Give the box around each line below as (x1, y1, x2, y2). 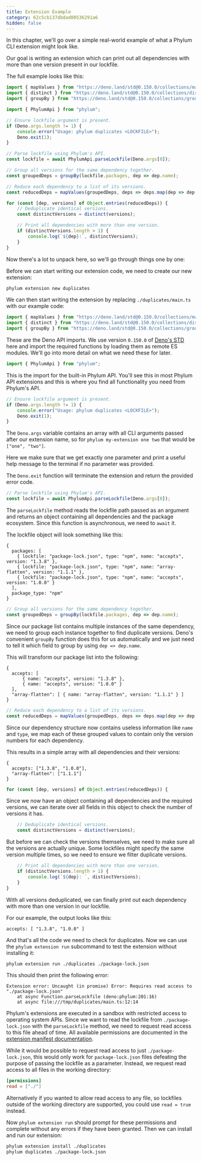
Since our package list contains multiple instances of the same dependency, (6, 622, 195, 630)
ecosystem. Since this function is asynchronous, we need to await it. (6, 520, 176, 526)
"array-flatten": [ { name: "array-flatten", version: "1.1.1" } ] (11, 691, 185, 697)
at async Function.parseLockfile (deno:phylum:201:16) (17, 994, 158, 1000)
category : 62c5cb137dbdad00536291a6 (6, 14, 98, 20)
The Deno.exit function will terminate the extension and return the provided (6, 472, 194, 479)
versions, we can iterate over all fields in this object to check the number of (6, 804, 193, 811)
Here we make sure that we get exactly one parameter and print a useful (6, 454, 186, 461)
